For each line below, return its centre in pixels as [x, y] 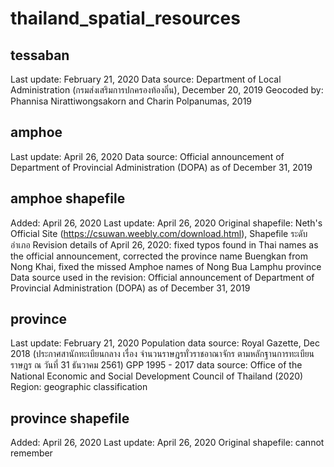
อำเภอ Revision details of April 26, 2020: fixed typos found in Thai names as [164, 244]
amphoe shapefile [68, 198]
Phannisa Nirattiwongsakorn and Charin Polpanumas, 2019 [131, 101]
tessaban [40, 55]
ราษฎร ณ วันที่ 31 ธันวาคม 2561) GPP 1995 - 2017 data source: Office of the [156, 365]
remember [31, 453]
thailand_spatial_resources [125, 18]
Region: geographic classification [79, 387]
